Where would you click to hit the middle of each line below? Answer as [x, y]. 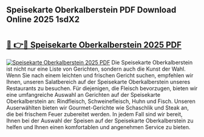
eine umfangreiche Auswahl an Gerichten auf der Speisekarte [83, 95]
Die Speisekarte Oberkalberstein [152, 62]
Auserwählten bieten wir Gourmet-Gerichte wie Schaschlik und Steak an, [98, 108]
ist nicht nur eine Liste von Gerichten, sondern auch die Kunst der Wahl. [96, 69]
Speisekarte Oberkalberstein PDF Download [91, 10]
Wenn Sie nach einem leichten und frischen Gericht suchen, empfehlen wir [100, 75]
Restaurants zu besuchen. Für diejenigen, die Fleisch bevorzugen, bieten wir [102, 88]
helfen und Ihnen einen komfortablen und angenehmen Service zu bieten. [98, 127]
